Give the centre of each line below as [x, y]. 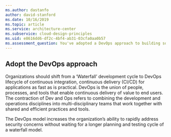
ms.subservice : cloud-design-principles [49, 34]
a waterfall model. [24, 130]
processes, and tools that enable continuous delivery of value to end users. [84, 93]
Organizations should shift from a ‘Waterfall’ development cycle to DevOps [83, 76]
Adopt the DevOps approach [51, 64]
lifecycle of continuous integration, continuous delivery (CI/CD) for [75, 82]
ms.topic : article [25, 24]
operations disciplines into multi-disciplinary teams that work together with [84, 103]
